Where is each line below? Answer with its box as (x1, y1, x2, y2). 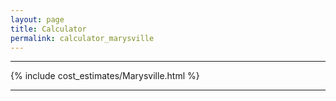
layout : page (10, 14, 65, 25)
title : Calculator (10, 24, 87, 34)
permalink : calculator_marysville (10, 33, 155, 43)
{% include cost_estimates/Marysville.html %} (10, 70, 200, 82)
